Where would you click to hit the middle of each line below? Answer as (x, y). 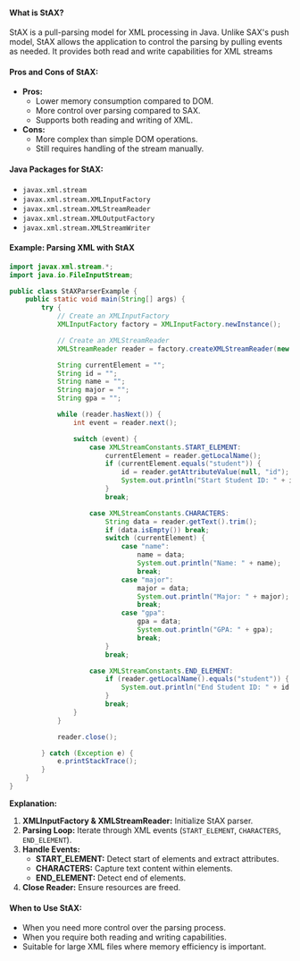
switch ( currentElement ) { (155, 538)
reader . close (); (87, 737)
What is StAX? (37, 13)
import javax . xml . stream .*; (62, 267)
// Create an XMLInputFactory (113, 316)
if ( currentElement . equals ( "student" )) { (183, 464)
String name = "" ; (91, 382)
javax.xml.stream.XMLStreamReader (86, 209)
